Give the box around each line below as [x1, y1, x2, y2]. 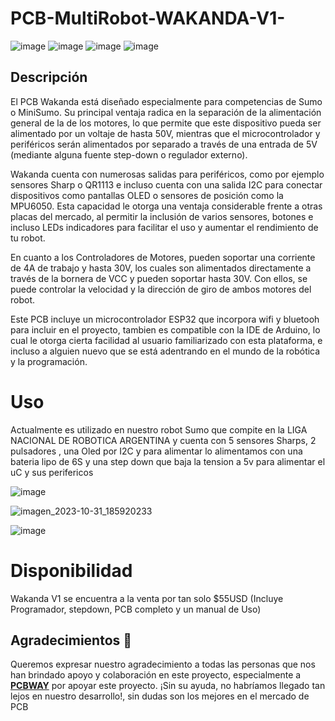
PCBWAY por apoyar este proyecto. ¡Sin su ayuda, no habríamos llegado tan [10, 680, 326, 692]
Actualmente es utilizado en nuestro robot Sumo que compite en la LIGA [10, 423, 308, 436]
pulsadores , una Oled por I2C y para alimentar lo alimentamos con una [10, 445, 303, 457]
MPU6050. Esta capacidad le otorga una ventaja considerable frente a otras [10, 200, 323, 212]
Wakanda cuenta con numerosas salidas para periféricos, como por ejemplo [10, 168, 325, 180]
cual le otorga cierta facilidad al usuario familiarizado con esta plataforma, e [10, 334, 323, 346]
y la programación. [10, 355, 88, 367]
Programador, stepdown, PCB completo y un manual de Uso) [10, 603, 262, 615]
